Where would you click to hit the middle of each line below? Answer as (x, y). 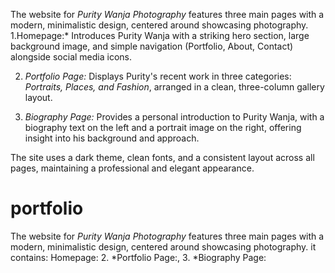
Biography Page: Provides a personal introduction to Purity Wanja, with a (174, 117)
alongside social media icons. (71, 57)
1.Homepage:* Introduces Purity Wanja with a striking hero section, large (160, 35)
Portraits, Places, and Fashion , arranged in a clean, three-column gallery (174, 87)
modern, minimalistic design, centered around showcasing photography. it (163, 246)
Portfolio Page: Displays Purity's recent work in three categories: (158, 76)
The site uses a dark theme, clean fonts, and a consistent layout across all (162, 157)
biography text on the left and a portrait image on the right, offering (163, 127)
